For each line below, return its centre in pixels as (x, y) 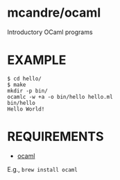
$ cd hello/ (24, 79)
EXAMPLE (37, 60)
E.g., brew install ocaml (42, 169)
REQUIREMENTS (55, 137)
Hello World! (26, 109)
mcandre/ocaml (54, 13)
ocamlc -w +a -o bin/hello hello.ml (60, 97)
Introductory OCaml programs (50, 32)
